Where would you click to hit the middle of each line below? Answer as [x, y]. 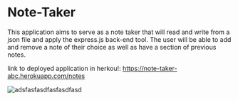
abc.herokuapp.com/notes [46, 76]
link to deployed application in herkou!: [64, 68]
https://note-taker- [150, 68]
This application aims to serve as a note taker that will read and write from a [119, 32]
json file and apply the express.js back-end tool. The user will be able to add [119, 39]
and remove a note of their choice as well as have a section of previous [112, 47]
